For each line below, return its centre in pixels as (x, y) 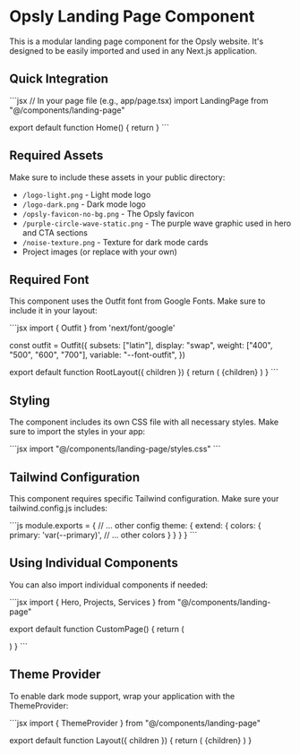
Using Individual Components (94, 563)
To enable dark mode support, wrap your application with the (122, 696)
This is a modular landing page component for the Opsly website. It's (137, 41)
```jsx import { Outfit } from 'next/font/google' (92, 328)
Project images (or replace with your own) (99, 252)
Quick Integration (59, 79)
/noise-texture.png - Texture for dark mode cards (115, 242)
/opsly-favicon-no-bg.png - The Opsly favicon (108, 213)
